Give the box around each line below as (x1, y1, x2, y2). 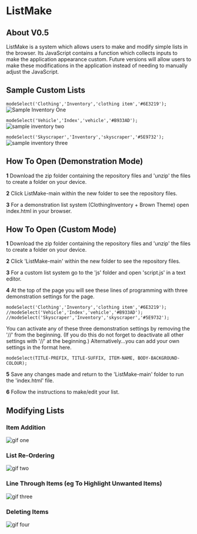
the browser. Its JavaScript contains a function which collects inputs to (6, 50, 178, 57)
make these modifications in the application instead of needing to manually (6, 62, 188, 69)
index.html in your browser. (6, 207, 72, 215)
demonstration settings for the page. (6, 293, 95, 300)
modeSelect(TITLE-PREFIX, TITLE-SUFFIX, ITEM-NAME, (6, 355, 135, 361)
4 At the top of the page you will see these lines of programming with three (6, 287, 188, 294)
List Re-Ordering (6, 451, 55, 460)
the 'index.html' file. (6, 377, 54, 384)
